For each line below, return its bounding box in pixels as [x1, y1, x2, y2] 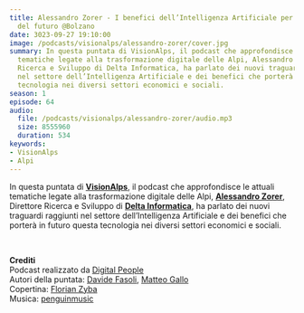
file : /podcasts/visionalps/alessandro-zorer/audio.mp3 [17, 114, 233, 123]
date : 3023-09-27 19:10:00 [9, 30, 111, 39]
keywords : [9, 139, 47, 148]
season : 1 [9, 89, 47, 98]
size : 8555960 [17, 123, 71, 132]
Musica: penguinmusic [9, 293, 94, 304]
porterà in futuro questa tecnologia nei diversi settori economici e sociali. [9, 219, 282, 231]
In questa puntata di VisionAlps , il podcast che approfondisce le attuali [9, 181, 275, 192]
